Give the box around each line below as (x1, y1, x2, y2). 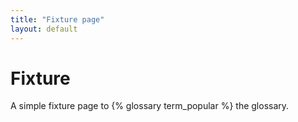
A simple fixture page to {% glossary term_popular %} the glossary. (10, 100, 290, 112)
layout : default (10, 24, 78, 34)
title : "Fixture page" (10, 14, 105, 25)
